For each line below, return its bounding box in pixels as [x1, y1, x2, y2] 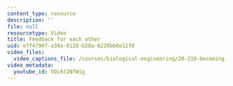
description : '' [7, 17, 54, 24]
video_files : [7, 49, 45, 56]
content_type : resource [7, 10, 76, 17]
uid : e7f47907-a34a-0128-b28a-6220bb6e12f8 [7, 42, 135, 49]
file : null [7, 23, 39, 30]
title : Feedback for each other [7, 36, 101, 43]
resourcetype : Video [7, 29, 67, 37]
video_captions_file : [13, 55, 76, 62]
